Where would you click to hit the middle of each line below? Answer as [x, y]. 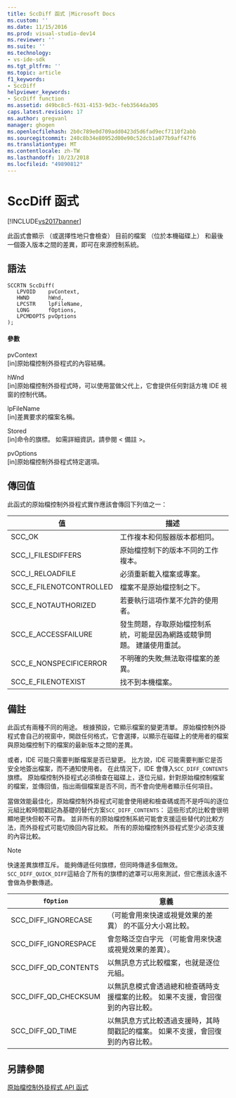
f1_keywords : [26, 79]
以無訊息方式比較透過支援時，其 [160, 1021]
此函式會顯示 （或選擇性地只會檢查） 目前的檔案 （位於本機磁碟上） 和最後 [115, 236]
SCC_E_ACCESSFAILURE [52, 634]
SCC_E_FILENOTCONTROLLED [62, 587]
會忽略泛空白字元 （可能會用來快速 [164, 939]
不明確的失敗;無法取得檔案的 [166, 658]
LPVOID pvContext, [48, 292]
